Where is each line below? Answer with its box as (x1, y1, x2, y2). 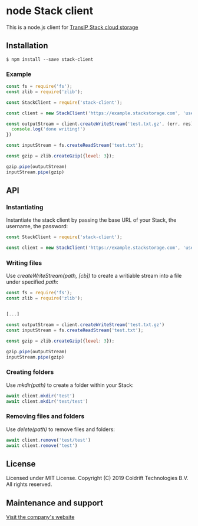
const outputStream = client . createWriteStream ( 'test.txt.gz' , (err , (6, 121, 181, 127)
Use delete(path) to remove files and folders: (6, 426, 115, 433)
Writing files (6, 259, 42, 267)
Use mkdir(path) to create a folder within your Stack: (6, 382, 134, 389)
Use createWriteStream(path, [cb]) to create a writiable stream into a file (6, 272, 182, 280)
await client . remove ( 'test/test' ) (6, 437, 91, 443)
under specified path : (6, 278, 59, 285)
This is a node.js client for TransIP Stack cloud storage (6, 24, 138, 31)
